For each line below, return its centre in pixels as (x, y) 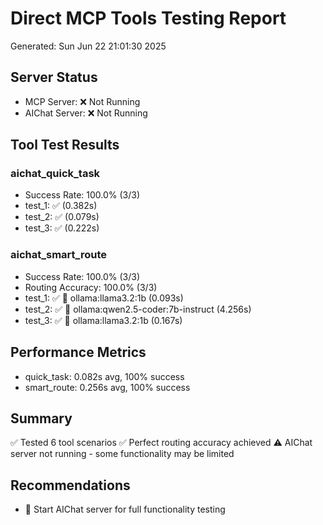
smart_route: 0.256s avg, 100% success (107, 387)
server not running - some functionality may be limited (122, 454)
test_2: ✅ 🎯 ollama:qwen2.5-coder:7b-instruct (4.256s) (138, 309)
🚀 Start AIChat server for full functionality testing (125, 509)
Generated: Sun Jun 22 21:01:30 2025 (88, 46)
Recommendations (70, 485)
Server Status (54, 77)
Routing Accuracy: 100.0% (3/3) (91, 287)
